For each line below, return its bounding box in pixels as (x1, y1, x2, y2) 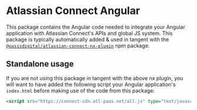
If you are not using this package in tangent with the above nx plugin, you (6, 74, 184, 81)
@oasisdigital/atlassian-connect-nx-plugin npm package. (6, 42, 150, 49)
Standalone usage (6, 59, 74, 69)
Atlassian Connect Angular (6, 4, 141, 18)
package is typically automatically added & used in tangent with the (6, 36, 169, 43)
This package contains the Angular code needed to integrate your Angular (6, 23, 186, 30)
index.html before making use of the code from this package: (6, 87, 155, 94)
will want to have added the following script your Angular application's (6, 81, 176, 88)
